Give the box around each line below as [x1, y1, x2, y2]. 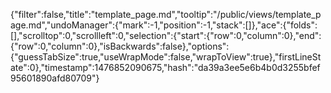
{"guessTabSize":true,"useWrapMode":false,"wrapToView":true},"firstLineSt [10, 51, 322, 63]
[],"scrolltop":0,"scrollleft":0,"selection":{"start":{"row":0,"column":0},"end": [10, 30, 322, 41]
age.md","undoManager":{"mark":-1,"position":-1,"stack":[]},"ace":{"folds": [10, 19, 318, 31]
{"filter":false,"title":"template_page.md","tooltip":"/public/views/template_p [10, 9, 322, 20]
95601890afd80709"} [10, 72, 100, 84]
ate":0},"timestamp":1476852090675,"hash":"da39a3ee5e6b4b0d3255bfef [10, 62, 321, 73]
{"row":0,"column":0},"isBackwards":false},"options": [10, 40, 230, 52]
